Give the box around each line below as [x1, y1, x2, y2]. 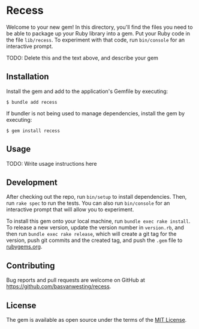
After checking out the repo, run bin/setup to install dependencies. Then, [6, 193, 187, 201]
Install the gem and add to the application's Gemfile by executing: [6, 88, 168, 95]
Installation [6, 71, 49, 82]
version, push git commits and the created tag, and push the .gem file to [6, 237, 183, 244]
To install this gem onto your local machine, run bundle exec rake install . [6, 217, 191, 225]
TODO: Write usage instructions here [6, 160, 97, 167]
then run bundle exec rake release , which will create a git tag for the [6, 231, 177, 238]
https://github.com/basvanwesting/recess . [6, 283, 111, 290]
